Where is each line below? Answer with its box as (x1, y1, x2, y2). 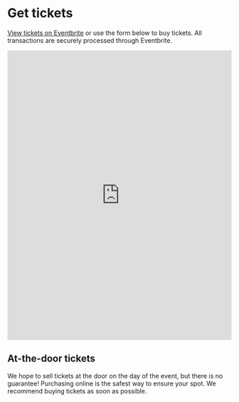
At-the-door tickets (7, 353, 96, 365)
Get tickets (7, 5, 73, 21)
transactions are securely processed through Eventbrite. (7, 36, 173, 44)
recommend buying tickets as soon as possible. (7, 386, 147, 395)
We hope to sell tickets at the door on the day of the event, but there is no (7, 371, 223, 380)
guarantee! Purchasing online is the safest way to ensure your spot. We (7, 379, 216, 388)
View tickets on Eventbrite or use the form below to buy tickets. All (7, 29, 203, 37)
